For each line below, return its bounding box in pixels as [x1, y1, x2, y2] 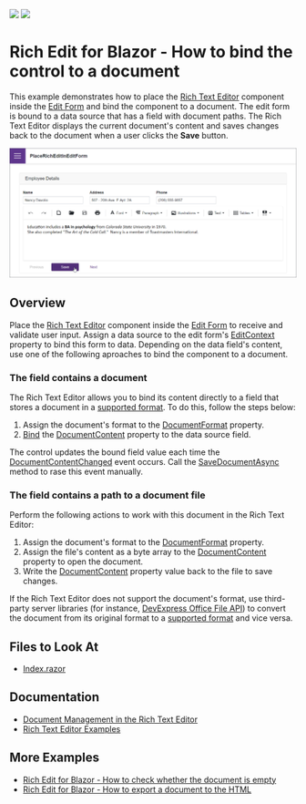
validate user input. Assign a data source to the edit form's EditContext [9, 329, 275, 340]
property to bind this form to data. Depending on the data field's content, [9, 338, 283, 350]
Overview [9, 295, 66, 311]
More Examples [9, 750, 100, 766]
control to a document [9, 61, 180, 82]
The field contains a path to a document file [9, 489, 206, 501]
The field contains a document [9, 371, 148, 384]
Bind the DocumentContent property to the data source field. [22, 428, 251, 439]
